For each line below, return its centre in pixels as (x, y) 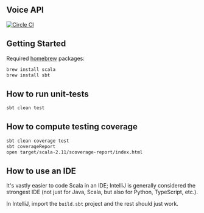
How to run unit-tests (48, 94)
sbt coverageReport (31, 146)
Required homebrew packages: (46, 58)
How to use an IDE (41, 171)
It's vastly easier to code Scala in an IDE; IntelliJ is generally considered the (101, 186)
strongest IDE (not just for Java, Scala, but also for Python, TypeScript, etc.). (102, 192)
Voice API (25, 10)
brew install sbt (28, 75)
